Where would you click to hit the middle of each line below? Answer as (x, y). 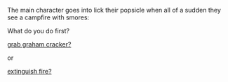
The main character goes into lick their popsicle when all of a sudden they (114, 10)
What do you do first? (39, 31)
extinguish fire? (29, 71)
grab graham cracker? (39, 44)
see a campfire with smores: (48, 17)
